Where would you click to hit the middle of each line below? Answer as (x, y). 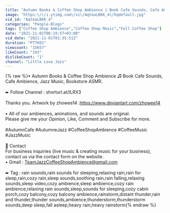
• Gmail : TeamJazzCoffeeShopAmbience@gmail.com (61, 162)
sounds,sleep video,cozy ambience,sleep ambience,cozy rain (70, 184)
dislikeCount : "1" (25, 57)
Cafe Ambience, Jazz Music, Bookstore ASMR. (54, 81)
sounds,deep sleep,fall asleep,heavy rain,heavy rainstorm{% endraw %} (81, 205)
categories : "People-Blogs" (35, 24)
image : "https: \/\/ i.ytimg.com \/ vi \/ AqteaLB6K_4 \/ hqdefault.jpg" (75, 15)
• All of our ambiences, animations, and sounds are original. (68, 114)
